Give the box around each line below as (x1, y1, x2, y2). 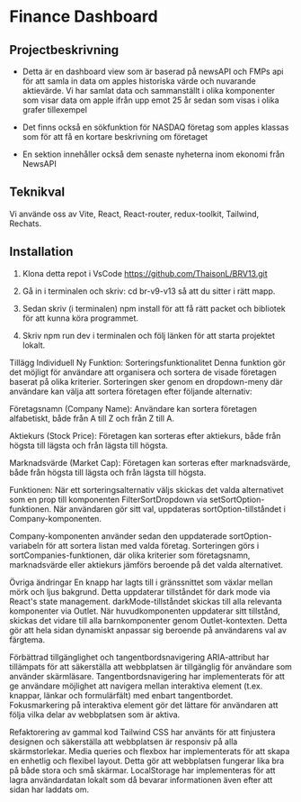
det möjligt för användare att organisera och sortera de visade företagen (9, 367, 277, 378)
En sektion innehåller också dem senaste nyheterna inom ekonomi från (22, 149, 286, 159)
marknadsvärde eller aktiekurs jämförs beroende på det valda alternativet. (9, 559, 284, 570)
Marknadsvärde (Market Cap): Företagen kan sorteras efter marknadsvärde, (9, 457, 291, 468)
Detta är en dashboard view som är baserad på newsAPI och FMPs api (22, 66, 284, 77)
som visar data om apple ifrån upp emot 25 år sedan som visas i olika (22, 95, 279, 105)
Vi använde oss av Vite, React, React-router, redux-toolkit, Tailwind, (9, 208, 260, 219)
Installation (9, 244, 74, 260)
